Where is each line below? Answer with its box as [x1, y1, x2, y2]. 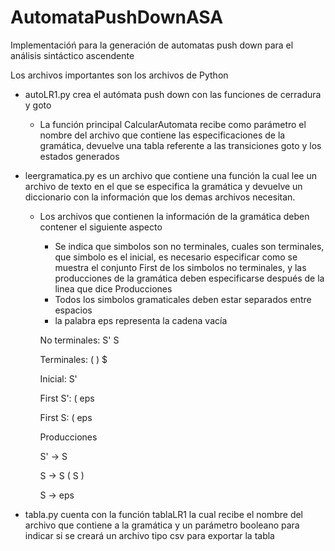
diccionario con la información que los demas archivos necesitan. [24, 191, 296, 203]
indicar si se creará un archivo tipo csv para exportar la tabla [24, 529, 275, 541]
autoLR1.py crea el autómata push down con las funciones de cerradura [24, 88, 322, 100]
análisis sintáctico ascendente [10, 49, 135, 61]
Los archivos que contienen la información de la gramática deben [39, 210, 310, 222]
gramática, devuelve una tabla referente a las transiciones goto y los [39, 139, 322, 151]
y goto [24, 99, 52, 111]
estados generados [39, 150, 120, 162]
